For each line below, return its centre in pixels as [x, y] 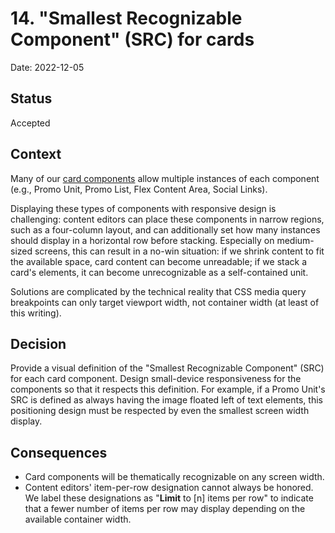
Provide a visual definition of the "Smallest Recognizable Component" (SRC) [167, 368]
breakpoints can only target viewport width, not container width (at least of [165, 302]
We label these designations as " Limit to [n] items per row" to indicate [169, 498]
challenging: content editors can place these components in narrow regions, [167, 219]
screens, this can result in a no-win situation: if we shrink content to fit [179, 251]
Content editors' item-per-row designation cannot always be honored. [169, 488]
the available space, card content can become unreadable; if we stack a [159, 261]
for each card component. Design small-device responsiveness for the [156, 379]
